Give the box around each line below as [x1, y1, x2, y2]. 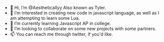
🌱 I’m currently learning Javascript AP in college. [10, 20, 111, 26]
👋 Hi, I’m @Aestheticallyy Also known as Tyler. [10, 5, 107, 10]
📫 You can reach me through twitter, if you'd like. [10, 31, 113, 37]
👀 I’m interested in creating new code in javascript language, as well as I [10, 10, 159, 16]
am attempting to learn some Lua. [10, 15, 80, 21]
